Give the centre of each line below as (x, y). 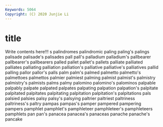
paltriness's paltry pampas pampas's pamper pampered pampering (73, 104)
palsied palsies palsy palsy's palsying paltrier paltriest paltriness (70, 99)
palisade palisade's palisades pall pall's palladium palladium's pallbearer (78, 57)
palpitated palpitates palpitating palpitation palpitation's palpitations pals (78, 93)
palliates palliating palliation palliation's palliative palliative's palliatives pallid (82, 67)
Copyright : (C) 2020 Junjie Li (37, 14)
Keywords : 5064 (21, 10)
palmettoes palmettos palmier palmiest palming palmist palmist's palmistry (80, 78)
